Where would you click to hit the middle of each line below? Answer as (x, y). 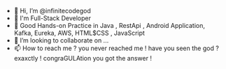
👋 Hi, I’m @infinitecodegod (52, 11)
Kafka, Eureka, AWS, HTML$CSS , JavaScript (79, 33)
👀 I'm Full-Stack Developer (52, 18)
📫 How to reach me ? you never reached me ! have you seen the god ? (116, 48)
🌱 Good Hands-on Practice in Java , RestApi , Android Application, (109, 25)
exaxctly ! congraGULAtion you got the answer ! (83, 58)
